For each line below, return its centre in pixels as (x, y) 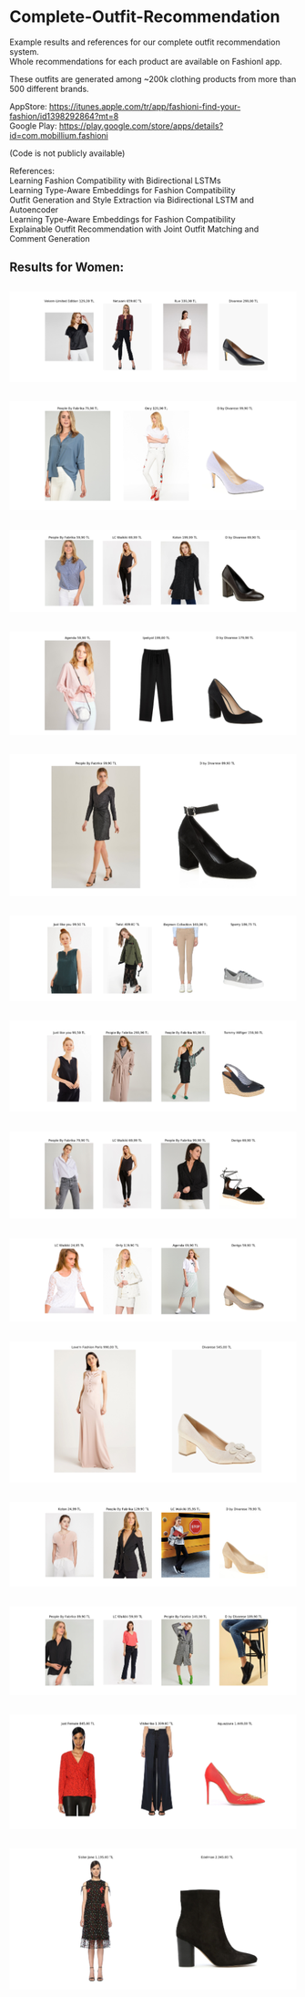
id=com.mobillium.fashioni (59, 135)
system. (24, 51)
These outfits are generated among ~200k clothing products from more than (153, 78)
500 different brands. (49, 88)
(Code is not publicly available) (67, 153)
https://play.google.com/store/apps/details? (141, 126)
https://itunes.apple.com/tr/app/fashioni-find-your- (145, 106)
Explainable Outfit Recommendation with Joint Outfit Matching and (134, 229)
